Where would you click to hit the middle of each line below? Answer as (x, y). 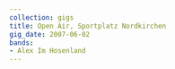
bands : (22, 43)
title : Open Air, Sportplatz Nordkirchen (88, 26)
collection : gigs (42, 17)
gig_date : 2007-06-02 (50, 34)
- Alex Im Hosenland (48, 51)
